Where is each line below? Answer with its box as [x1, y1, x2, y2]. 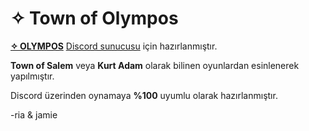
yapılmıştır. [10, 70, 55, 82]
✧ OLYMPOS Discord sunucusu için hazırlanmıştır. [10, 40, 218, 52]
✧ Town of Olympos [10, 7, 179, 30]
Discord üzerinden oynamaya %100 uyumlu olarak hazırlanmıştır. [10, 89, 278, 101]
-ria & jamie [10, 108, 58, 121]
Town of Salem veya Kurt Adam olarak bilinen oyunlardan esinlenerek [10, 59, 300, 71]
